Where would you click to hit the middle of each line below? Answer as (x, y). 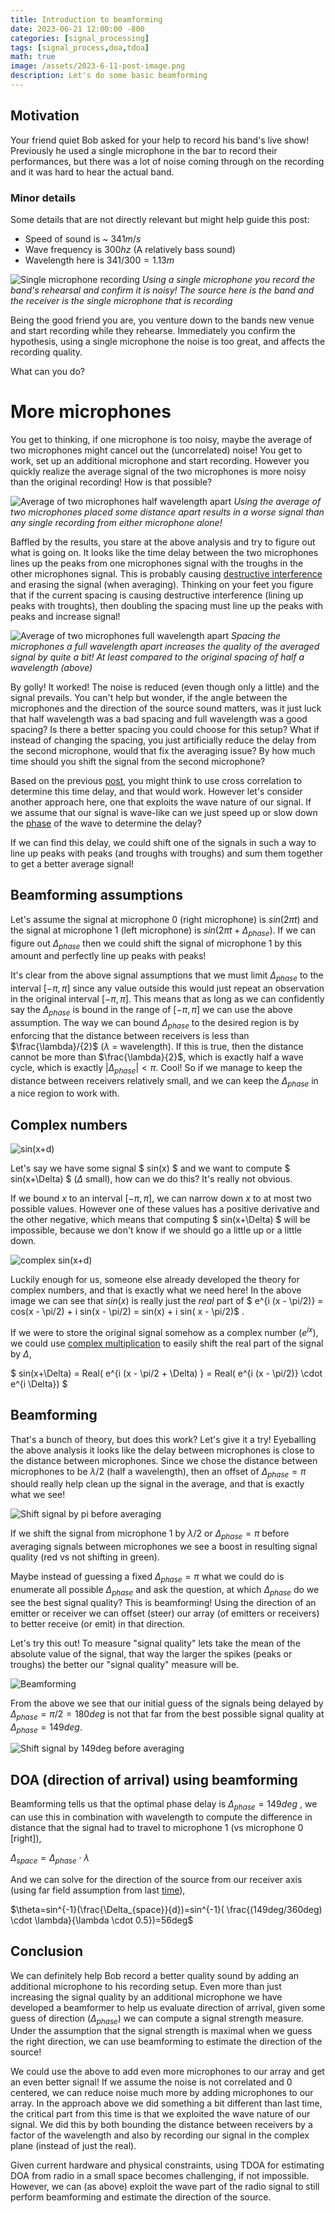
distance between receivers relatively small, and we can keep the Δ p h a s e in (164, 1081)
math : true (33, 57)
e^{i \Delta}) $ (39, 1383)
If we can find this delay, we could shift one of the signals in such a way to (163, 842)
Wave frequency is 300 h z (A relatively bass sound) (130, 249)
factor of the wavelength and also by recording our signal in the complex (160, 2135)
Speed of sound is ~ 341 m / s (83, 238)
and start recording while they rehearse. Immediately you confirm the (153, 330)
